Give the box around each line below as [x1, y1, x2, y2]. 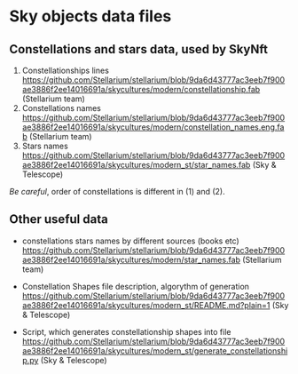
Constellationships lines [21, 65, 109, 76]
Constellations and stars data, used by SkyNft [9, 42, 269, 57]
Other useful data [9, 211, 108, 227]
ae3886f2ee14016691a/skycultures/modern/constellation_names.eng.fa [21, 122, 285, 132]
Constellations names [21, 103, 102, 113]
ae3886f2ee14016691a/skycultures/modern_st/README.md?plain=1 [21, 299, 271, 310]
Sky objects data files [9, 6, 172, 27]
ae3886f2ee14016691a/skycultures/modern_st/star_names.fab [21, 160, 251, 170]
